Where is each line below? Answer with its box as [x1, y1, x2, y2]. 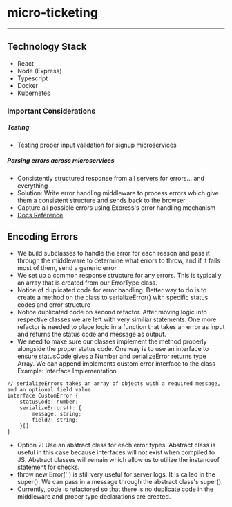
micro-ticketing [7, 5, 99, 21]
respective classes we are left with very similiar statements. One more [17, 315, 217, 323]
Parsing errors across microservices [7, 157, 115, 165]
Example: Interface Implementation [17, 367, 117, 375]
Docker [17, 81, 39, 89]
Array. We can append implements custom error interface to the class [17, 359, 216, 368]
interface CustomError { [7, 393, 79, 400]
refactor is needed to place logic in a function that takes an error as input [17, 323, 225, 331]
